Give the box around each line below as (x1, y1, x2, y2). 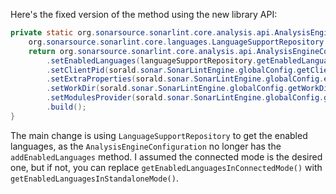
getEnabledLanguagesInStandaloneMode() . (10, 172, 179, 184)
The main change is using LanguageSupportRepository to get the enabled (10, 129, 308, 141)
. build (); (46, 102, 87, 112)
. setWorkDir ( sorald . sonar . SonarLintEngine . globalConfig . (46, 84, 288, 94)
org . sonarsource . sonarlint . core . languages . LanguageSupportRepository (28, 37, 325, 47)
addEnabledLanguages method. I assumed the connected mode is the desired (10, 150, 323, 163)
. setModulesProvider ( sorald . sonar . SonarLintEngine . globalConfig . (46, 93, 325, 103)
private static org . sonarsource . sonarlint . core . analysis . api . (10, 28, 275, 38)
